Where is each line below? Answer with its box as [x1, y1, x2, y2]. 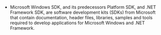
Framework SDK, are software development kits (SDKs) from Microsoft [9, 9, 156, 15]
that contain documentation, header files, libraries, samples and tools [9, 15, 153, 20]
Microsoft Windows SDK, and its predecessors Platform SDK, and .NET [9, 4, 156, 10]
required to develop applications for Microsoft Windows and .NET [9, 20, 145, 26]
